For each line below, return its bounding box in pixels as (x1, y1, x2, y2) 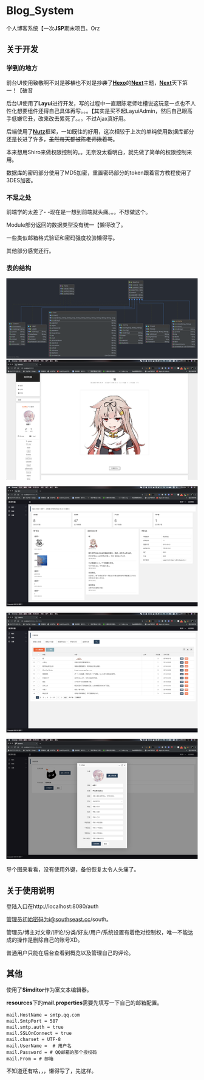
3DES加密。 (6, 176, 36, 183)
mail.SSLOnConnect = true (6, 1030, 72, 1036)
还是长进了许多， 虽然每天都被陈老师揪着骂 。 (6, 135, 118, 143)
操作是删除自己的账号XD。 (16, 936, 83, 943)
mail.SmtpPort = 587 (6, 1018, 59, 1024)
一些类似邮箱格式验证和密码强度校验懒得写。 (6, 234, 118, 241)
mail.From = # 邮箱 (6, 1056, 54, 1062)
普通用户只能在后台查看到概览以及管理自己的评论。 (6, 949, 134, 956)
